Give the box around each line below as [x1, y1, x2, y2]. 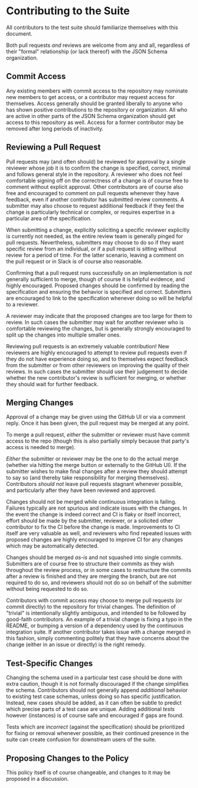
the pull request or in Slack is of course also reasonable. [6, 258, 143, 265]
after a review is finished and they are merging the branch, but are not [6, 573, 177, 580]
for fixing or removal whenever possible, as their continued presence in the [6, 730, 189, 737]
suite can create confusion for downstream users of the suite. [6, 736, 157, 743]
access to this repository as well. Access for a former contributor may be [6, 119, 184, 126]
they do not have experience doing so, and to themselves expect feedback [6, 355, 189, 363]
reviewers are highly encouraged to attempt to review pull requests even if [6, 349, 187, 356]
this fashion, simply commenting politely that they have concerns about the [6, 635, 189, 642]
